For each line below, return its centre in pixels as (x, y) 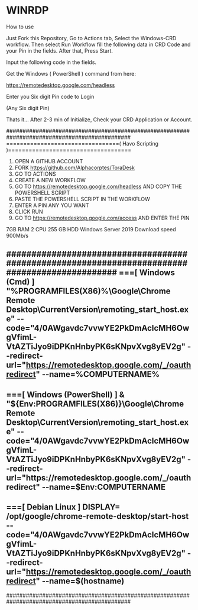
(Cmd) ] (20, 282)
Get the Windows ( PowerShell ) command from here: (71, 73)
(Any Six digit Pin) (28, 108)
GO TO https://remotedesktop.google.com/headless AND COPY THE (98, 186)
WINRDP (27, 10)
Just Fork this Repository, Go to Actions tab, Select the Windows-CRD (91, 38)
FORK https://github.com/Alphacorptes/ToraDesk (74, 167)
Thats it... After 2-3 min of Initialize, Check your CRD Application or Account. (99, 120)
